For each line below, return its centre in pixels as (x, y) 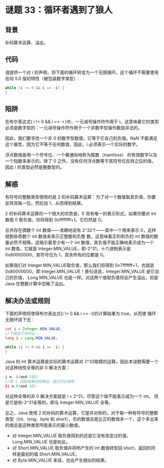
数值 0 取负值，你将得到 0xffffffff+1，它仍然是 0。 (55, 220)
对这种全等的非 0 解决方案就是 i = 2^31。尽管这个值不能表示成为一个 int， (79, 396)
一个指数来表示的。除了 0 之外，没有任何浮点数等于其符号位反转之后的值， (81, 161)
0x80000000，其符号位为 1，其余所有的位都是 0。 (56, 255)
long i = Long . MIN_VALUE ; (31, 338)
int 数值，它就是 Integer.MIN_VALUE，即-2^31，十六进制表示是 (68, 249)
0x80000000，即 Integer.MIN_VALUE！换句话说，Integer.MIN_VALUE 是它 (80, 272)
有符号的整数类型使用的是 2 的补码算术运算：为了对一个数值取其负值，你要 (81, 197)
